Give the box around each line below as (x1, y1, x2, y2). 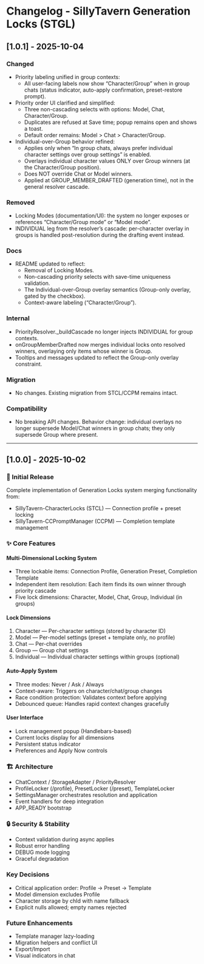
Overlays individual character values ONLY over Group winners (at (24, 157, 191, 165)
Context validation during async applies (15, 836, 114, 843)
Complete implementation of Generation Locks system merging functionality (6, 487, 197, 494)
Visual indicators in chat (15, 952, 76, 959)
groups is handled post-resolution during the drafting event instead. (15, 231, 185, 239)
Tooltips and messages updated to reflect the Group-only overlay (15, 354, 179, 361)
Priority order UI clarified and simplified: (15, 99, 115, 106)
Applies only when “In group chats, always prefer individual (24, 144, 173, 151)
